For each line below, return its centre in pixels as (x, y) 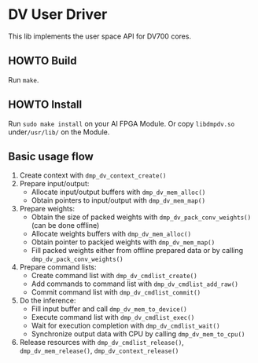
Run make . (24, 79)
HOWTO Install (45, 105)
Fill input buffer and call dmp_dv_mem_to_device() (109, 309)
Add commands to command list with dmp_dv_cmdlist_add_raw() (135, 284)
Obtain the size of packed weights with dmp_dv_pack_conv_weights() (141, 217)
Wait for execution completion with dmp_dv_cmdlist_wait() (125, 326)
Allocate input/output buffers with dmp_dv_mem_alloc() (118, 192)
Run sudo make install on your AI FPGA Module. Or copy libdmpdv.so (122, 123)
